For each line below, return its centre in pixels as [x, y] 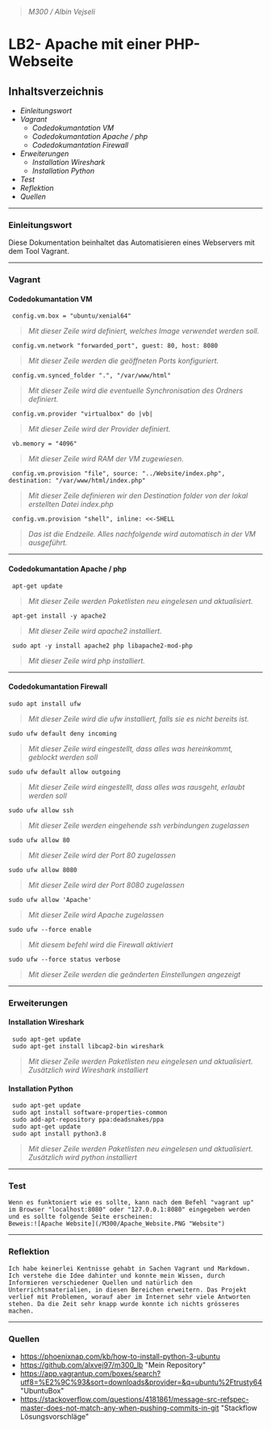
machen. [21, 1311]
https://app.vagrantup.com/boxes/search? [90, 1374]
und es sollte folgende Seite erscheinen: [81, 1217]
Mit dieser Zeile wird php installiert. [86, 660]
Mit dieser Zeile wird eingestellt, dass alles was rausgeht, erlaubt [136, 786]
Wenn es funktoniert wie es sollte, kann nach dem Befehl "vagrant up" [131, 1203]
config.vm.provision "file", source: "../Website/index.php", [119, 474]
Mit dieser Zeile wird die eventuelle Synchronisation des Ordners [135, 390]
